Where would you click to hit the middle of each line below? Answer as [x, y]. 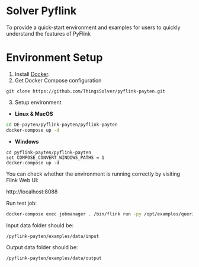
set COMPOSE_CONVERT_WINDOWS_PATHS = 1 [55, 158]
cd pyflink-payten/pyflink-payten [49, 152]
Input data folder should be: [40, 225]
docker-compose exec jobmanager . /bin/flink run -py [74, 214]
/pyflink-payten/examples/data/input [53, 236]
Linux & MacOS [34, 113]
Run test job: [22, 203]
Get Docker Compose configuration [58, 80]
